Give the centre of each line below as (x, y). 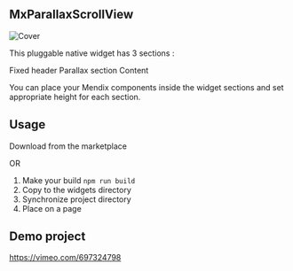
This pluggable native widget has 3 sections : (92, 53)
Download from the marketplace (68, 146)
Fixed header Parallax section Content (79, 70)
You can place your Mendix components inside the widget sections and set (146, 87)
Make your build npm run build (79, 180)
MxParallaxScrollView (71, 15)
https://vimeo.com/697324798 (65, 258)
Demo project (48, 237)
